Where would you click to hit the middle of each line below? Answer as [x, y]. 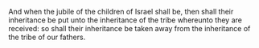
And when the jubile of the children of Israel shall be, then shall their [121, 12]
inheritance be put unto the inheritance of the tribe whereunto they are [125, 20]
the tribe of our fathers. [47, 37]
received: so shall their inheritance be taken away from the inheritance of [129, 28]
